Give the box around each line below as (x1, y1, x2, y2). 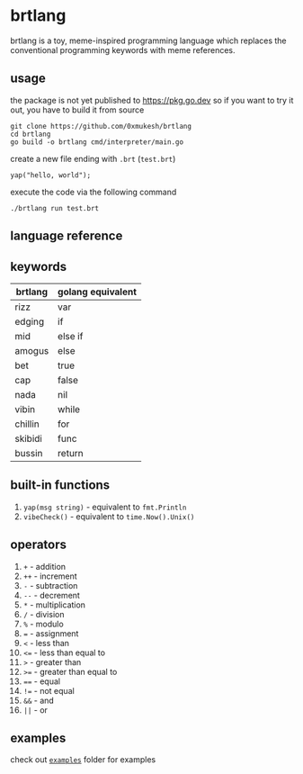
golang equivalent (58, 285, 138, 298)
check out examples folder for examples (10, 754, 156, 765)
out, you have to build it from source (10, 104, 145, 115)
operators (10, 537, 67, 553)
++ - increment (22, 571, 77, 581)
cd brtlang (10, 130, 51, 139)
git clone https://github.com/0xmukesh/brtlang (10, 121, 192, 130)
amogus (14, 344, 49, 356)
